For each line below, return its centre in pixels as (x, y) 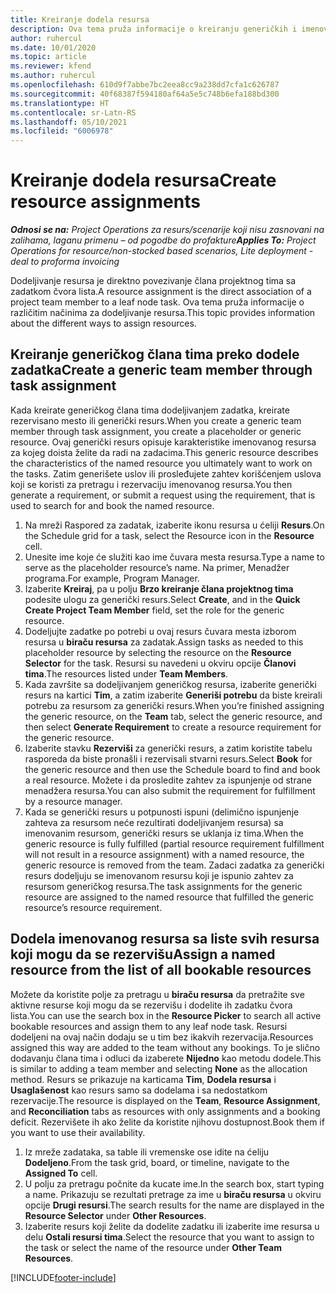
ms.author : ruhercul (53, 76)
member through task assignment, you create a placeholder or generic (156, 431)
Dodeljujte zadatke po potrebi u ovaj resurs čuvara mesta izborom (160, 631)
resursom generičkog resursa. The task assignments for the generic (163, 886)
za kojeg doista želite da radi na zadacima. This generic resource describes (164, 452)
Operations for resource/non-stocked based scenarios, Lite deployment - (162, 251)
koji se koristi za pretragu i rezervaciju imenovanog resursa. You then (151, 484)
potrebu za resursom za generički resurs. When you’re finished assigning (174, 705)
